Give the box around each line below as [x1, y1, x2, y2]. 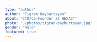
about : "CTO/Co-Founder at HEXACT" [5, 16, 78, 21]
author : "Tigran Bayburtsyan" [5, 12, 67, 16]
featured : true [5, 29, 36, 34]
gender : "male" [5, 25, 36, 30]
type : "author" [5, 7, 36, 12]
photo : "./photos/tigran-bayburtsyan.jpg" [5, 20, 93, 26]
